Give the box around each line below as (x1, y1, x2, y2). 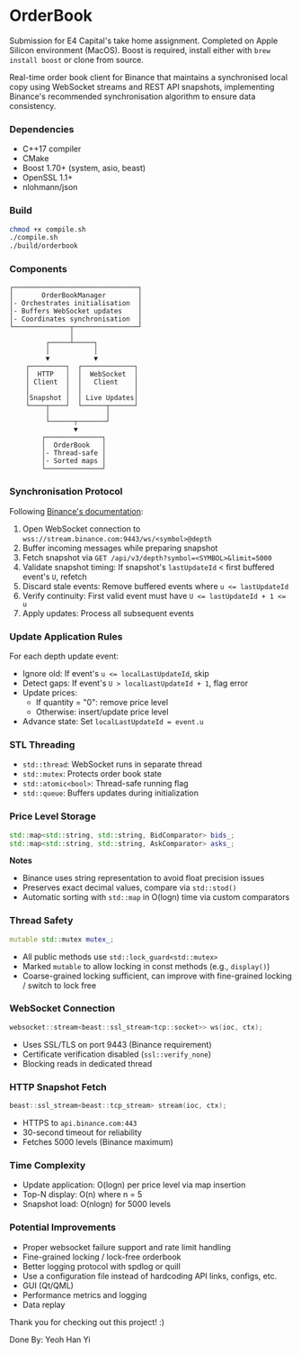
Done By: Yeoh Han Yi (9, 1334, 92, 1345)
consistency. (9, 100, 57, 111)
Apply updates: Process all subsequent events (22, 607, 195, 618)
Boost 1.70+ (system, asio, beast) (22, 163, 146, 174)
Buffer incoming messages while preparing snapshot (22, 542, 218, 553)
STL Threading (9, 738, 75, 750)
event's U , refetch (22, 571, 87, 582)
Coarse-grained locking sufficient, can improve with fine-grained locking (22, 970, 292, 981)
